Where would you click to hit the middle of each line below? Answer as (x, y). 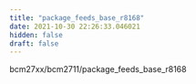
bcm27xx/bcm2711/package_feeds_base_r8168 (98, 69)
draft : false (34, 43)
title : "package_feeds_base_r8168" (77, 18)
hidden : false (36, 35)
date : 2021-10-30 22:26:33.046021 (75, 26)
